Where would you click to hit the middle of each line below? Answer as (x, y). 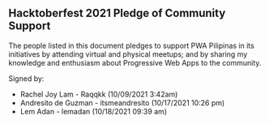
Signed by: (26, 78)
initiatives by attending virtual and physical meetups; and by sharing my (128, 54)
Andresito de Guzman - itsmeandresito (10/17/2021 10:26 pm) (122, 103)
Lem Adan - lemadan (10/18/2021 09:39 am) (94, 111)
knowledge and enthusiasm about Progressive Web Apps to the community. (135, 62)
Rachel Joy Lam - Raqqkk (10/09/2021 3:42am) (99, 94)
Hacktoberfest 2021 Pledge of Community (117, 13)
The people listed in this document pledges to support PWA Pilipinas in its (132, 45)
